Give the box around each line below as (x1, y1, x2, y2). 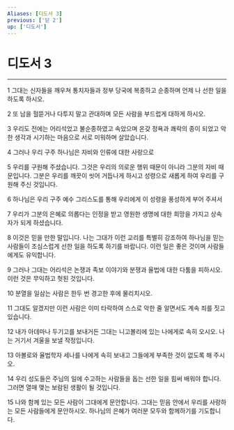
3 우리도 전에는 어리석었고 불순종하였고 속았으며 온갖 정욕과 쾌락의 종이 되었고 (7, 125, 219, 133)
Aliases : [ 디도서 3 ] (7, 10, 63, 17)
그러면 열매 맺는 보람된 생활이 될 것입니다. (7, 383, 120, 392)
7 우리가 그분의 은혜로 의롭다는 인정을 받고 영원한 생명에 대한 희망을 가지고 (7, 210, 210, 218)
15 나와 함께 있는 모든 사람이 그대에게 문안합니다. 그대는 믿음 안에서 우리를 (7, 398, 208, 406)
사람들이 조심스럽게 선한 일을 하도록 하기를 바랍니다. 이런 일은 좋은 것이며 (7, 242, 206, 251)
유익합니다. (25, 251, 56, 259)
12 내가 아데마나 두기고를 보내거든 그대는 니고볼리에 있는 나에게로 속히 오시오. (7, 328, 218, 336)
